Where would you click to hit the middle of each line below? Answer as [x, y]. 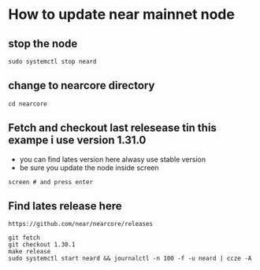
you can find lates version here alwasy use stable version [113, 159]
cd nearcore [28, 104]
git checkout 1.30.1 [42, 245]
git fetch [24, 238]
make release [30, 252]
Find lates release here [65, 206]
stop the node [43, 44]
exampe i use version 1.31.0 [77, 141]
